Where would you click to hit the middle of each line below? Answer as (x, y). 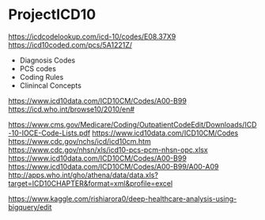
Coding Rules (42, 77)
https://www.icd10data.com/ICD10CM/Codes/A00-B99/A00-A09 (114, 166)
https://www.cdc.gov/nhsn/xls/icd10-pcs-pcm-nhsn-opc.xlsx (108, 150)
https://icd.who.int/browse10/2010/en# (72, 109)
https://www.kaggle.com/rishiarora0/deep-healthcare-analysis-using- (123, 199)
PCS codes (38, 68)
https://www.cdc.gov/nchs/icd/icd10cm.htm (80, 141)
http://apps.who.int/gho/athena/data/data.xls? (83, 175)
